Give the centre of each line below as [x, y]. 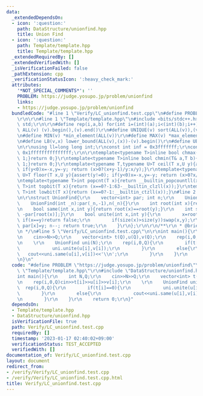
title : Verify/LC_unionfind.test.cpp [54, 383]
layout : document [28, 361]
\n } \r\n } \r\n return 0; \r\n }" [76, 299]
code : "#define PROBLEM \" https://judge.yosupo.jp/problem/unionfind [101, 265]
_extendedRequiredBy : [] [43, 57]
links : [25, 102]
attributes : [27, 85]
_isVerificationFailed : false [50, 68]
